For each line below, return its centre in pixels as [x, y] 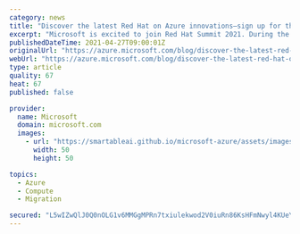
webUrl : [24, 59]
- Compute [35, 191]
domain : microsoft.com [59, 125]
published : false [42, 92]
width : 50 [51, 150]
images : [32, 134]
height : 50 [53, 158]
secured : [25, 215]
